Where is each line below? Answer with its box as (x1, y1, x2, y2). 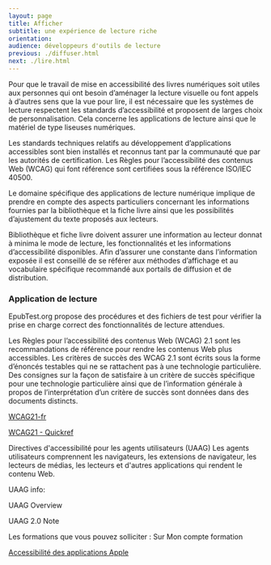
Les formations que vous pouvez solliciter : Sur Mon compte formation (8, 532, 243, 541)
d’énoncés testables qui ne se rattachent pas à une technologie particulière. (8, 362, 261, 371)
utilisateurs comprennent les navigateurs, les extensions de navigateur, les (8, 452, 257, 462)
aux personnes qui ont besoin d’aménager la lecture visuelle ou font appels (8, 88, 259, 97)
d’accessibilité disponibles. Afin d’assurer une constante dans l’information (8, 246, 257, 256)
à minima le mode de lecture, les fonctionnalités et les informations (8, 238, 232, 248)
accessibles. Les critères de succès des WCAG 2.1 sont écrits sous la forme (8, 353, 261, 363)
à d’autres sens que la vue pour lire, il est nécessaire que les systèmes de (8, 96, 254, 106)
